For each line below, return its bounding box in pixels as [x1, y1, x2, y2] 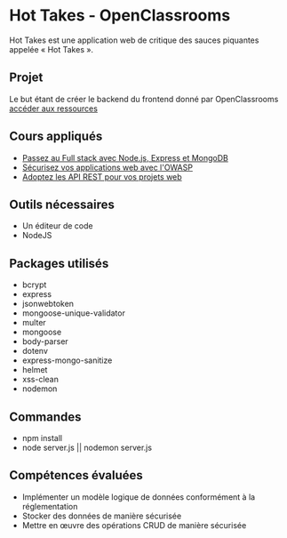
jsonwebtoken [21, 299, 74, 309]
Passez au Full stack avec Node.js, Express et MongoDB [21, 152, 228, 163]
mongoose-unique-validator [21, 308, 126, 318]
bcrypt [21, 279, 47, 290]
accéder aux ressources [9, 103, 98, 114]
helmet [21, 365, 48, 375]
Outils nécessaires [9, 197, 116, 212]
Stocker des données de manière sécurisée [21, 510, 182, 521]
